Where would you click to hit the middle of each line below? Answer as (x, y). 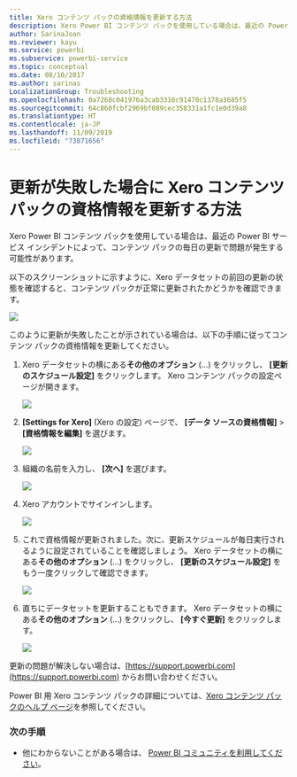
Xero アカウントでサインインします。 (89, 504)
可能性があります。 (44, 258)
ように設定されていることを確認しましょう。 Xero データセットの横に (156, 550)
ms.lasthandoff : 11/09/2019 (61, 133)
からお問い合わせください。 (172, 676)
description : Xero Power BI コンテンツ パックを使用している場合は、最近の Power (149, 26)
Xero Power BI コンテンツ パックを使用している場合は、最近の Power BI (140, 236)
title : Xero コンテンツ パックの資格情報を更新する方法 (101, 17)
